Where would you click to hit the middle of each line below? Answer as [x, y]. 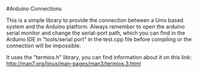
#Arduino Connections [34, 9]
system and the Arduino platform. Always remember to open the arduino [95, 27]
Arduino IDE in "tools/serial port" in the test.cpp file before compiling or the [99, 39]
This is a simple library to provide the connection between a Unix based [95, 20]
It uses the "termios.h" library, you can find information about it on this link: [99, 57]
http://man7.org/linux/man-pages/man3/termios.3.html [73, 63]
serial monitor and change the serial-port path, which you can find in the [96, 33]
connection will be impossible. [43, 45]
